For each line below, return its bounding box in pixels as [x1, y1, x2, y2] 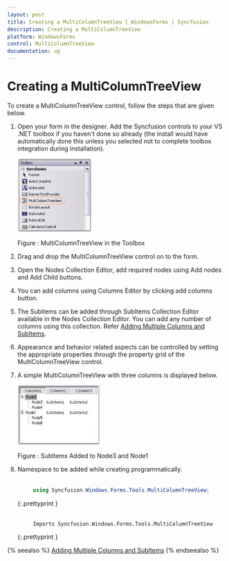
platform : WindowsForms [7, 33, 76, 40]
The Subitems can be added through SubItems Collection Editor [17, 307, 199, 316]
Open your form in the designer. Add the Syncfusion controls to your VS [17, 122, 223, 130]
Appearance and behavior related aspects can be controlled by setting [17, 343, 219, 351]
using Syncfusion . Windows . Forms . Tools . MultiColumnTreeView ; [33, 486, 210, 494]
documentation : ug [7, 48, 60, 55]
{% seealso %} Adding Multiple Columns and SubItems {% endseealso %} [7, 546, 219, 554]
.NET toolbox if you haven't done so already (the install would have [17, 129, 208, 138]
